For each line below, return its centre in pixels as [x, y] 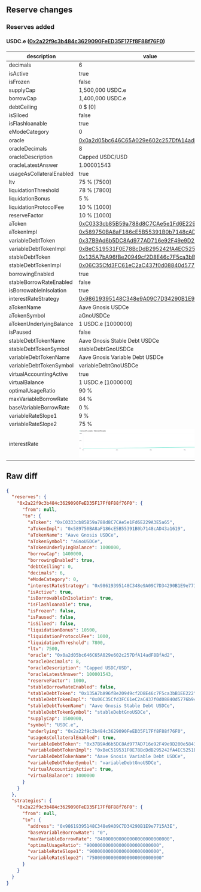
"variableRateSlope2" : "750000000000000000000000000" [96, 858]
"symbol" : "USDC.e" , [53, 725]
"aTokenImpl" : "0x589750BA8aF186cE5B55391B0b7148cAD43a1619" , [107, 529]
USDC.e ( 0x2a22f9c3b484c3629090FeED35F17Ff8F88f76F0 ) [86, 41]
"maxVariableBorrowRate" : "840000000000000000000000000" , [101, 839]
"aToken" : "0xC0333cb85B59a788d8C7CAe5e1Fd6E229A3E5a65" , [101, 522]
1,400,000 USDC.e [103, 98]
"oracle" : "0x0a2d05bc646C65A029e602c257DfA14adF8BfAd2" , [101, 655]
